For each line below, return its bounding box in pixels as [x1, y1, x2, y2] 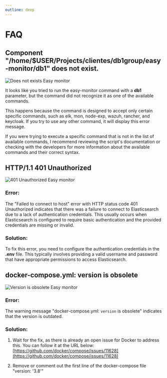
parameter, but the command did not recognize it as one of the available [5, 92, 154, 98]
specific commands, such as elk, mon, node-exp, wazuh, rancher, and [5, 113, 150, 119]
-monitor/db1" [5, 64, 50, 73]
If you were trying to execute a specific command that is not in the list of [5, 133, 154, 139]
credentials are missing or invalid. [5, 222, 74, 228]
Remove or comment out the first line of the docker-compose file [12, 363, 146, 369]
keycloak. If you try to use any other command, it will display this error [5, 118, 150, 124]
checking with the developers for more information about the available [5, 143, 150, 150]
